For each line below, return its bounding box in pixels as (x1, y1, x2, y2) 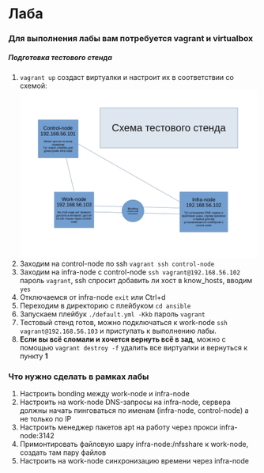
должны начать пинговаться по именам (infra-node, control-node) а (19, 405, 249, 415)
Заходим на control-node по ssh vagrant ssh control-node (19, 259, 215, 268)
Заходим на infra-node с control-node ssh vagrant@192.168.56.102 (19, 267, 241, 277)
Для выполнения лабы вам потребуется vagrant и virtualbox (8, 33, 254, 44)
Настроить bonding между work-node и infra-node (19, 388, 190, 398)
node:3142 (19, 430, 55, 440)
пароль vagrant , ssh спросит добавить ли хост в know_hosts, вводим (19, 275, 253, 285)
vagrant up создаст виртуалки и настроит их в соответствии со (19, 73, 235, 82)
